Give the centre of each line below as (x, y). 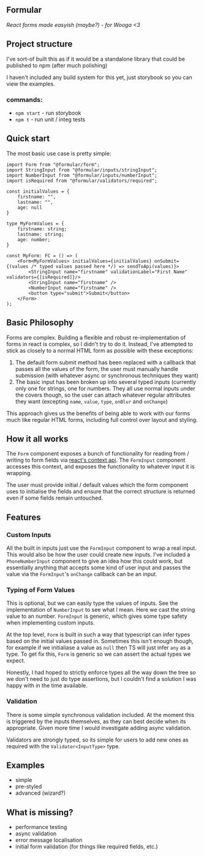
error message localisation (49, 840)
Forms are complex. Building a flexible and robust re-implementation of (96, 337)
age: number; (34, 239)
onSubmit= (167, 261)
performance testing (41, 827)
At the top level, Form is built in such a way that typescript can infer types (98, 635)
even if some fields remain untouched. (55, 498)
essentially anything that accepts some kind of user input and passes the (99, 568)
